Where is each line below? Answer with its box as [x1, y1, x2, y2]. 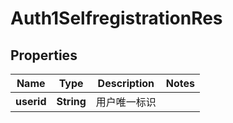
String [56, 95, 87, 108]
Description [97, 77, 155, 90]
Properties [10, 47, 78, 64]
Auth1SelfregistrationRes [10, 7, 223, 30]
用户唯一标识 [95, 95, 157, 109]
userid [15, 95, 47, 108]
